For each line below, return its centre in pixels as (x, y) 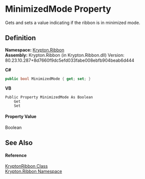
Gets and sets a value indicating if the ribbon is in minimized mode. (73, 23)
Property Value (21, 117)
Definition (20, 38)
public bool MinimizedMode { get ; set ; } (48, 79)
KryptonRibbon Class (26, 166)
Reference (16, 155)
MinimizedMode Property (58, 9)
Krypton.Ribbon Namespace (34, 171)
